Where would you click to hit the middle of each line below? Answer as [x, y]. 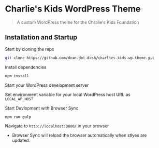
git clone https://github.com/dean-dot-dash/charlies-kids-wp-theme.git [80, 58]
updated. [21, 140]
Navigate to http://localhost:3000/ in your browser [57, 126]
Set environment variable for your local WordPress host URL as [68, 94]
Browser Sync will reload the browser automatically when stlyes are [79, 135]
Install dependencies [26, 67]
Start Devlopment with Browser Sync [42, 108]
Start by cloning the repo [30, 49]
